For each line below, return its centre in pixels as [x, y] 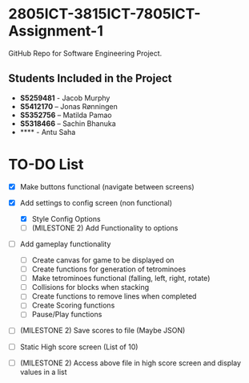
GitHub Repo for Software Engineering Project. [85, 53]
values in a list [43, 372]
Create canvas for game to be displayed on [103, 260]
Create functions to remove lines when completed [114, 296]
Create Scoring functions [73, 305]
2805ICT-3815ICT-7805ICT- [105, 14]
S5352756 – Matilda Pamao [66, 115]
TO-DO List [46, 164]
